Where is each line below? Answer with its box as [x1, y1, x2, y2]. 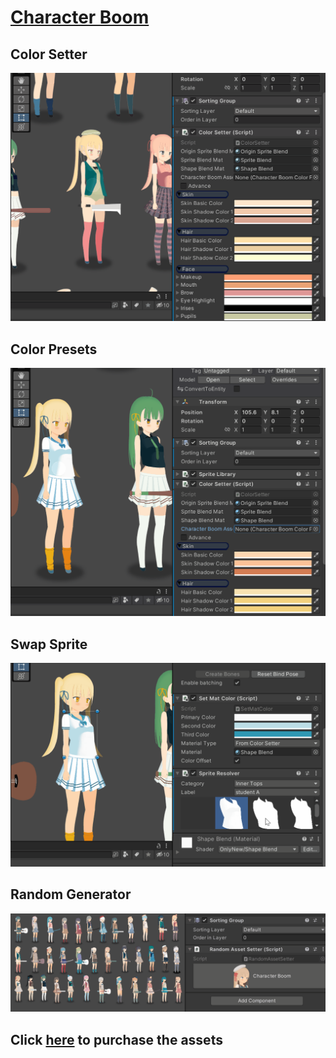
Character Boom [10, 6, 150, 29]
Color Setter [10, 46, 88, 63]
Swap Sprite [10, 636, 88, 653]
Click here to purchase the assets [10, 1031, 223, 1048]
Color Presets [10, 341, 98, 358]
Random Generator [10, 886, 132, 903]
